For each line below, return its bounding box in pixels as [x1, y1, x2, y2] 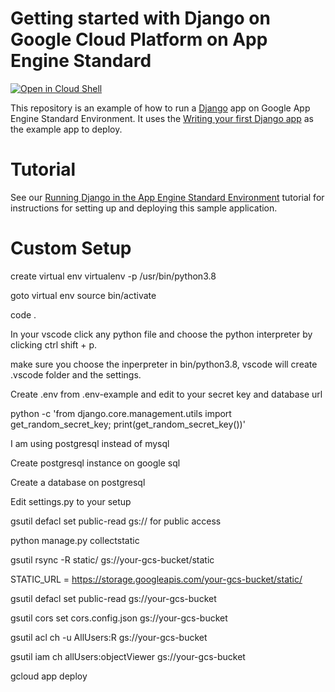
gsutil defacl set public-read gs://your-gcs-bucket [10, 592, 217, 604]
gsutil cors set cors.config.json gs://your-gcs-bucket [10, 612, 228, 624]
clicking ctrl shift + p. [10, 338, 98, 351]
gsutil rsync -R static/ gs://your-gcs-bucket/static [10, 553, 215, 566]
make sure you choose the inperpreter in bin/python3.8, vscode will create [10, 358, 318, 370]
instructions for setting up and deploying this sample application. [10, 202, 278, 214]
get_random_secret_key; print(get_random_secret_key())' [10, 418, 246, 430]
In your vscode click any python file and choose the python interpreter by [10, 328, 313, 340]
